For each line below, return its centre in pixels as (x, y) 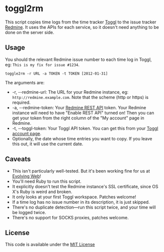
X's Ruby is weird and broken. (42, 192)
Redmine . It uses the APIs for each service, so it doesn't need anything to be (82, 27)
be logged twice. (29, 212)
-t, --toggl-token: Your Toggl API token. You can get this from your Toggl (85, 128)
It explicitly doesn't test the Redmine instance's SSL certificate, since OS (85, 186)
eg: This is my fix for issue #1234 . (42, 64)
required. (21, 102)
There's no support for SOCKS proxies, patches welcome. (70, 217)
